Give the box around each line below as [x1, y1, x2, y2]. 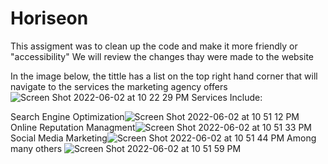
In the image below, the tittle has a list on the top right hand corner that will [10, 70, 318, 82]
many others [10, 142, 63, 154]
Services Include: [191, 91, 263, 103]
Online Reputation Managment [10, 121, 136, 133]
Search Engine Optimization [10, 110, 125, 122]
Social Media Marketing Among [10, 132, 317, 144]
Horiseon [10, 7, 89, 30]
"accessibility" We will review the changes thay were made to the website [10, 50, 314, 62]
